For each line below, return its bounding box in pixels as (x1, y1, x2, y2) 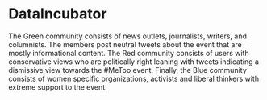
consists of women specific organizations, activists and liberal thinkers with (8, 74, 260, 83)
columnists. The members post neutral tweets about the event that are (8, 39, 242, 49)
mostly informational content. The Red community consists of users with (8, 48, 249, 58)
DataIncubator (8, 5, 107, 23)
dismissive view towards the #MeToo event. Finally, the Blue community (8, 65, 248, 74)
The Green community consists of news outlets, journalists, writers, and (8, 31, 248, 41)
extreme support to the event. (8, 82, 107, 92)
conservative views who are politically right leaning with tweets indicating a (8, 57, 260, 66)
